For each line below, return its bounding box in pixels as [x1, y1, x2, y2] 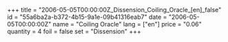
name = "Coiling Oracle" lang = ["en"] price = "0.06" [52, 20, 202, 28]
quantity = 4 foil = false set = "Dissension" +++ [7, 27, 141, 35]
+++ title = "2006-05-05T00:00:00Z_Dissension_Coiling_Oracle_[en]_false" [7, 6, 222, 14]
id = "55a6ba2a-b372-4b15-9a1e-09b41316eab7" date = [7, 13, 167, 21]
